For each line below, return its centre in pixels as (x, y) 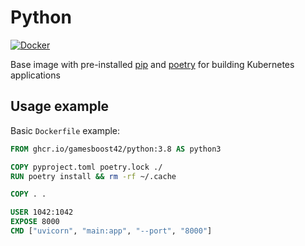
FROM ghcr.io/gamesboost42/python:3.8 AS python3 (116, 149)
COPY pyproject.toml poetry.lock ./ (86, 167)
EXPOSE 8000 (35, 222)
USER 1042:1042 (42, 212)
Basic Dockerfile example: (65, 130)
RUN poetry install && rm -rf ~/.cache (93, 176)
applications (35, 75)
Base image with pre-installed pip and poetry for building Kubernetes (152, 64)
